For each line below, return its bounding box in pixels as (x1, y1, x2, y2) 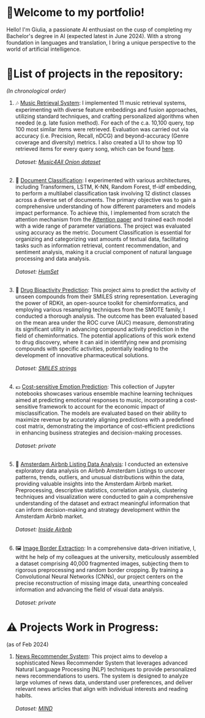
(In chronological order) (6, 87, 66, 95)
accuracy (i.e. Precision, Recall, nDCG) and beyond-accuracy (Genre (15, 132, 189, 139)
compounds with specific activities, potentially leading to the (15, 345, 168, 352)
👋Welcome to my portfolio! (6, 6, 145, 20)
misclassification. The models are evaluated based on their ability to (15, 409, 187, 417)
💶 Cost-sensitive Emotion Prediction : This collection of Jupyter (15, 383, 175, 390)
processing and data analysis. (15, 255, 91, 262)
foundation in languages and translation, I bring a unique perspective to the (6, 39, 196, 46)
